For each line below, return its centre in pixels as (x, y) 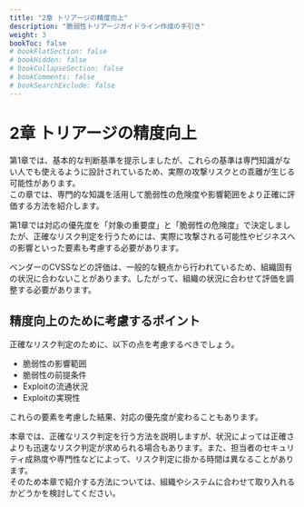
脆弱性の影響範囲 (54, 363)
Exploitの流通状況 (55, 386)
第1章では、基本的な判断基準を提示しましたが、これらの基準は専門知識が (146, 160)
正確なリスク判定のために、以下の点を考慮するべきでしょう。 (124, 344)
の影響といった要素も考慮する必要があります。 (97, 247)
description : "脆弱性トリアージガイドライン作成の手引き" (108, 26)
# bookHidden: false (49, 60)
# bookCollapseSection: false (67, 69)
